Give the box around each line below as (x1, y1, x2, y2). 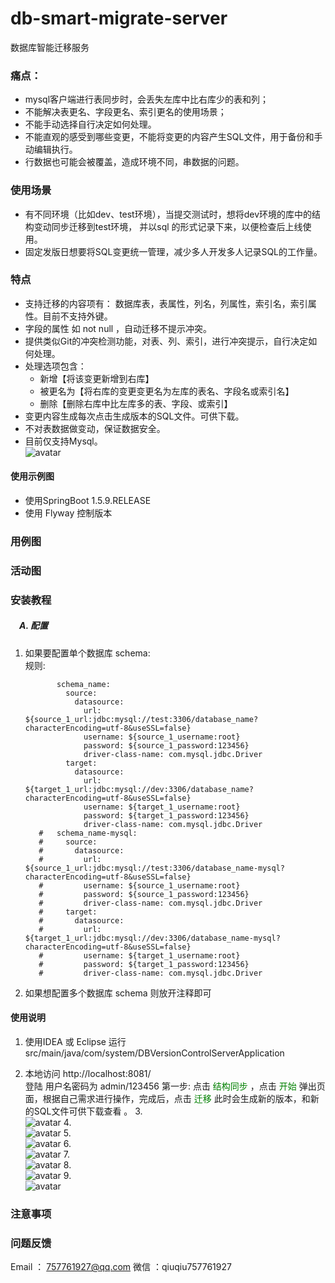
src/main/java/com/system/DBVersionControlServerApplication (24, 1047, 285, 1059)
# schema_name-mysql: (38, 828, 138, 838)
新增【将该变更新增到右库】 (39, 372, 155, 384)
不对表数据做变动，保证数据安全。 (24, 422, 166, 434)
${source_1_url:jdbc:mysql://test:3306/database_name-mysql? (24, 863, 286, 873)
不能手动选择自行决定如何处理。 (24, 118, 157, 131)
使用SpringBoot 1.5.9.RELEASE (24, 495, 152, 507)
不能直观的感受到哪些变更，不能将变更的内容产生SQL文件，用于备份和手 (24, 131, 323, 143)
